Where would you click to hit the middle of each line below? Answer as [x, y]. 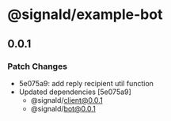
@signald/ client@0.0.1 [67, 100]
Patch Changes [38, 66]
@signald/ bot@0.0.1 [63, 108]
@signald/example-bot [85, 15]
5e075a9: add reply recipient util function [86, 83]
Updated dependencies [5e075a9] [75, 92]
